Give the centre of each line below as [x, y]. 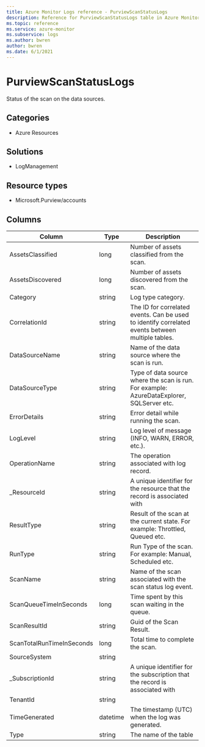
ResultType [25, 525]
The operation [150, 456]
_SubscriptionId [32, 678]
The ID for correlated [160, 307]
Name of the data [155, 347]
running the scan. [155, 420]
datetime [112, 717]
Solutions [25, 152]
